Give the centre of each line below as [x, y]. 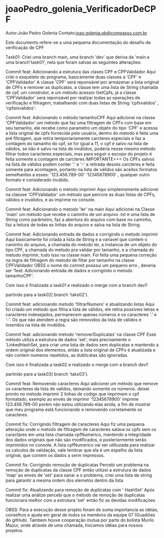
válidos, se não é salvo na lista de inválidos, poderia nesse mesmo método [81, 149]
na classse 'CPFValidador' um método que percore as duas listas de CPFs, [81, 194]
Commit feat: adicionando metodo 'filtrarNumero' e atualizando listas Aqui [80, 304]
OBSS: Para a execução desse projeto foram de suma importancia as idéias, [82, 510]
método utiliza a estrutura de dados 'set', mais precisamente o [68, 339]
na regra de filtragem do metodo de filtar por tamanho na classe [70, 260]
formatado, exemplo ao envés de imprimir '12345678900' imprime [72, 399]
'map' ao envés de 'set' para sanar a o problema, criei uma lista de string [79, 475]
